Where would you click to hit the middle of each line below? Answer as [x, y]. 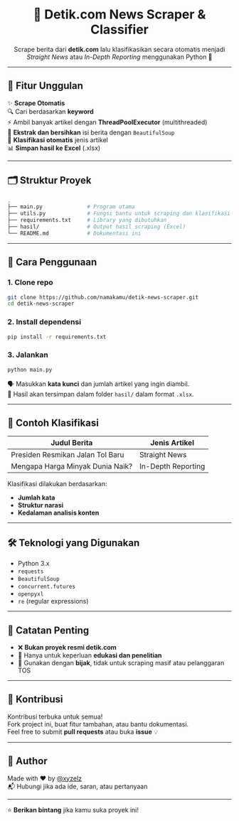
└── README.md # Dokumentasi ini [74, 233]
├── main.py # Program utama [71, 207]
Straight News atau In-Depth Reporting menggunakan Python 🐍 [119, 57]
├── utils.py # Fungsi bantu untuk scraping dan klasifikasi [119, 214]
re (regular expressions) [53, 601]
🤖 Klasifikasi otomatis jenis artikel [58, 140]
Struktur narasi [41, 505]
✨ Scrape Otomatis [36, 103]
